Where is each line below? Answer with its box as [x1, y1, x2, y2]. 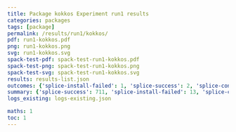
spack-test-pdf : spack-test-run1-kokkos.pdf [7, 56, 140, 63]
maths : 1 [7, 108, 33, 115]
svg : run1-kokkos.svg [7, 50, 71, 57]
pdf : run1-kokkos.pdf [7, 37, 71, 44]
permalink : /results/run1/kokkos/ [7, 29, 109, 37]
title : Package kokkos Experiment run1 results [7, 10, 150, 18]
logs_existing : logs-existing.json [7, 95, 112, 103]
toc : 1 [7, 114, 27, 121]
